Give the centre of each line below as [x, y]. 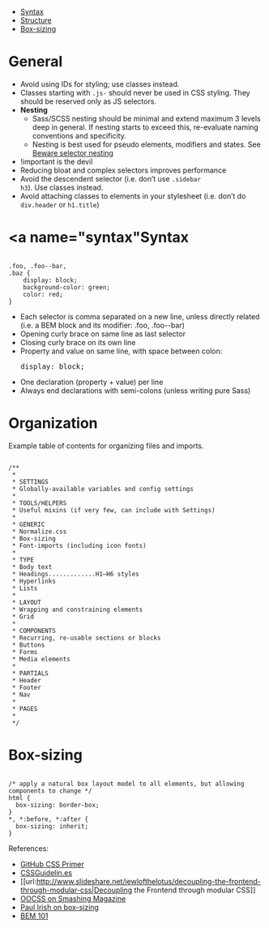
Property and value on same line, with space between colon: [121, 351]
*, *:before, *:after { [49, 819]
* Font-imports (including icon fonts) [79, 545]
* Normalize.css [39, 531]
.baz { [19, 273]
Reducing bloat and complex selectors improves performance [123, 170]
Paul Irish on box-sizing [60, 907]
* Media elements [41, 659]
